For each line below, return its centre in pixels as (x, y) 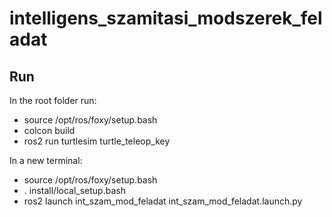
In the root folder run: (53, 100)
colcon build (49, 130)
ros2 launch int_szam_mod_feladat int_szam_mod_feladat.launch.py (163, 201)
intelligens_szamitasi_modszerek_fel (166, 18)
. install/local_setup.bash (74, 190)
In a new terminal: (46, 160)
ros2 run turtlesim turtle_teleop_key (97, 141)
